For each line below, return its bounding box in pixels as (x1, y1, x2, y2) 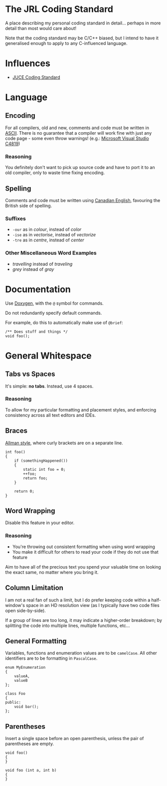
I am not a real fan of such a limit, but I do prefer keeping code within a (5, 597, 151, 603)
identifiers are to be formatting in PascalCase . (5, 655, 98, 661)
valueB (14, 678, 28, 683)
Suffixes (5, 215, 26, 222)
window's (5, 602, 25, 608)
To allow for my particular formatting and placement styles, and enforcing (5, 406, 157, 412)
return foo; (23, 475, 48, 481)
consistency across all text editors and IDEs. (5, 412, 96, 418)
